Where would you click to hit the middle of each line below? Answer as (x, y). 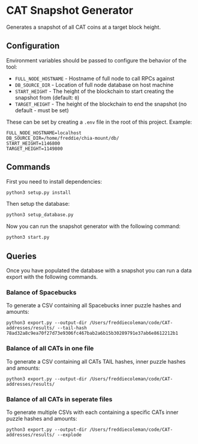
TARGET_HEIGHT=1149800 (34, 148)
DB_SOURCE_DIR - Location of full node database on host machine (94, 85)
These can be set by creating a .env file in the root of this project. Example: (99, 122)
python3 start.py (28, 238)
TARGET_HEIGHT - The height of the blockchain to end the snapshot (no (101, 104)
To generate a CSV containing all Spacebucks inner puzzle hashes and (94, 305)
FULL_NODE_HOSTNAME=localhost (44, 133)
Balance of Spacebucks (41, 292)
